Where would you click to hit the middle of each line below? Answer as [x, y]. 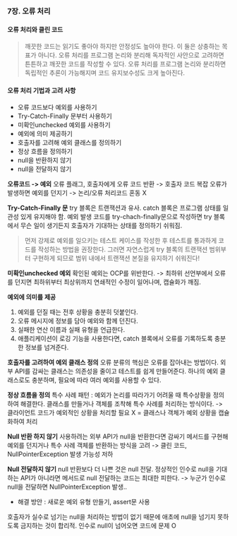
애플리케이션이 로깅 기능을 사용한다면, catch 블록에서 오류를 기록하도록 [115, 339]
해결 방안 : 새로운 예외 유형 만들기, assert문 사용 [84, 502]
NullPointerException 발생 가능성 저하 [60, 454]
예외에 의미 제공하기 [45, 134]
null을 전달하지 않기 [44, 169]
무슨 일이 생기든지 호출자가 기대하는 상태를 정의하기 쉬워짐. [101, 226]
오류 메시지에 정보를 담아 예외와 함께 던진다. [78, 321]
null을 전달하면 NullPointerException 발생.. [67, 487]
